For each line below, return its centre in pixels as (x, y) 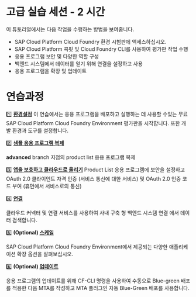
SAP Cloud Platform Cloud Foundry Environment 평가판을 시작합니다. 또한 (93, 123)
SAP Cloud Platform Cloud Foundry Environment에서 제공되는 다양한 (87, 247)
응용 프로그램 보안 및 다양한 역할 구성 (57, 56)
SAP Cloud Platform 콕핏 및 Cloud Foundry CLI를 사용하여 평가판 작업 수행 (101, 49)
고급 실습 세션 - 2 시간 (56, 12)
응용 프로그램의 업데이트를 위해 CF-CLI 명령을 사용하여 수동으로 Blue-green (93, 281)
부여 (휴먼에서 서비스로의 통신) (47, 186)
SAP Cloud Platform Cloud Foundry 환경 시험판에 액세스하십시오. (90, 42)
